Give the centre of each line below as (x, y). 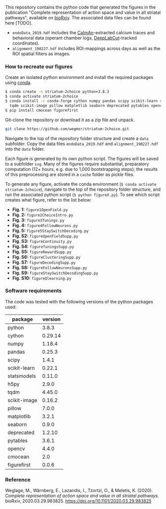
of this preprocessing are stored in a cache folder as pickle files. (70, 174)
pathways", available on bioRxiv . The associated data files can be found (78, 18)
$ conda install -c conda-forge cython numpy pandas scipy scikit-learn (82, 101)
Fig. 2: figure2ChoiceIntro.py (42, 215)
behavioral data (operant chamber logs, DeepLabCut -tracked (74, 38)
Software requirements (34, 291)
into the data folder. (25, 149)
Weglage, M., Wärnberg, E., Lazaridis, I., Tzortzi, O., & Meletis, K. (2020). (79, 491)
